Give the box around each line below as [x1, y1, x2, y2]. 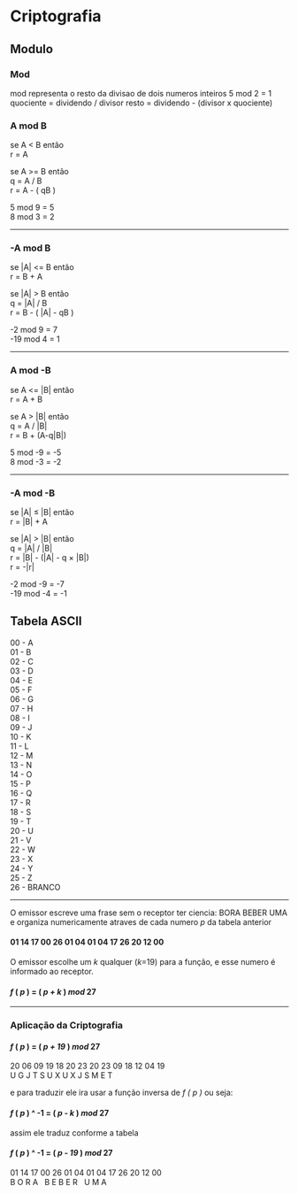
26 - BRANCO [10, 882, 61, 892]
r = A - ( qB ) [10, 185, 57, 196]
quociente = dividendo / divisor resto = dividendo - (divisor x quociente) [10, 97, 273, 108]
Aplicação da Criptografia [10, 1020, 123, 1032]
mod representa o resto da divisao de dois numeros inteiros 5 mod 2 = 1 [10, 88, 272, 98]
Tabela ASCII [10, 613, 82, 629]
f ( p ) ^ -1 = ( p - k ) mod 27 [10, 1108, 110, 1118]
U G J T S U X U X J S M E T [10, 1070, 113, 1081]
